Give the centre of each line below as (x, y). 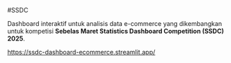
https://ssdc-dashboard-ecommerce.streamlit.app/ (81, 52)
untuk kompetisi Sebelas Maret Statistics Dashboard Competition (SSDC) (115, 31)
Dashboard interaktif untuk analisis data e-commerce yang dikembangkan (115, 23)
